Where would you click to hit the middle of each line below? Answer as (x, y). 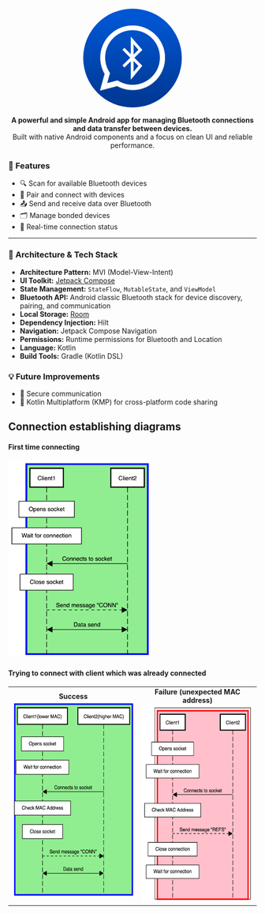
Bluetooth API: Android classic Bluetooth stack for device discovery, (131, 297)
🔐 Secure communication (60, 393)
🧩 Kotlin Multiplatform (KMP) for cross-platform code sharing (119, 402)
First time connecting (44, 446)
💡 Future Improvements (54, 376)
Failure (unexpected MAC (198, 692)
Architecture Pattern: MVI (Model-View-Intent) (96, 272)
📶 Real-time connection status (69, 227)
